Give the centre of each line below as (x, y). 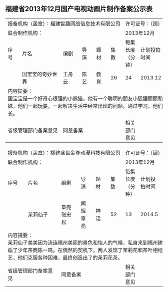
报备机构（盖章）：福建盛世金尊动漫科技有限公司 (64, 153)
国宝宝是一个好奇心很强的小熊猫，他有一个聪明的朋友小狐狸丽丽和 (85, 98)
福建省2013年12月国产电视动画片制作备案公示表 (79, 9)
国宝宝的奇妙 (37, 74)
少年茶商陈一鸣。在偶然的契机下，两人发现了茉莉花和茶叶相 (88, 250)
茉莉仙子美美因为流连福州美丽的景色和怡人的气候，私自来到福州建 (85, 243)
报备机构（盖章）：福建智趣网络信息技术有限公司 (64, 23)
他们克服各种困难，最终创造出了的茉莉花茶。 (70, 258)
